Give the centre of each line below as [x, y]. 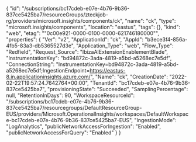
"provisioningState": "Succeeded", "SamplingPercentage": [118, 89]
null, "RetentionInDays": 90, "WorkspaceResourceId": [71, 95]
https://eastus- [108, 70]
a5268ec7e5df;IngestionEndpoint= [48, 70]
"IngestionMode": [155, 120]
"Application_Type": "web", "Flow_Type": [125, 46]
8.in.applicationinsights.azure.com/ [48, 77]
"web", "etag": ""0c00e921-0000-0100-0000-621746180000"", [83, 33]
